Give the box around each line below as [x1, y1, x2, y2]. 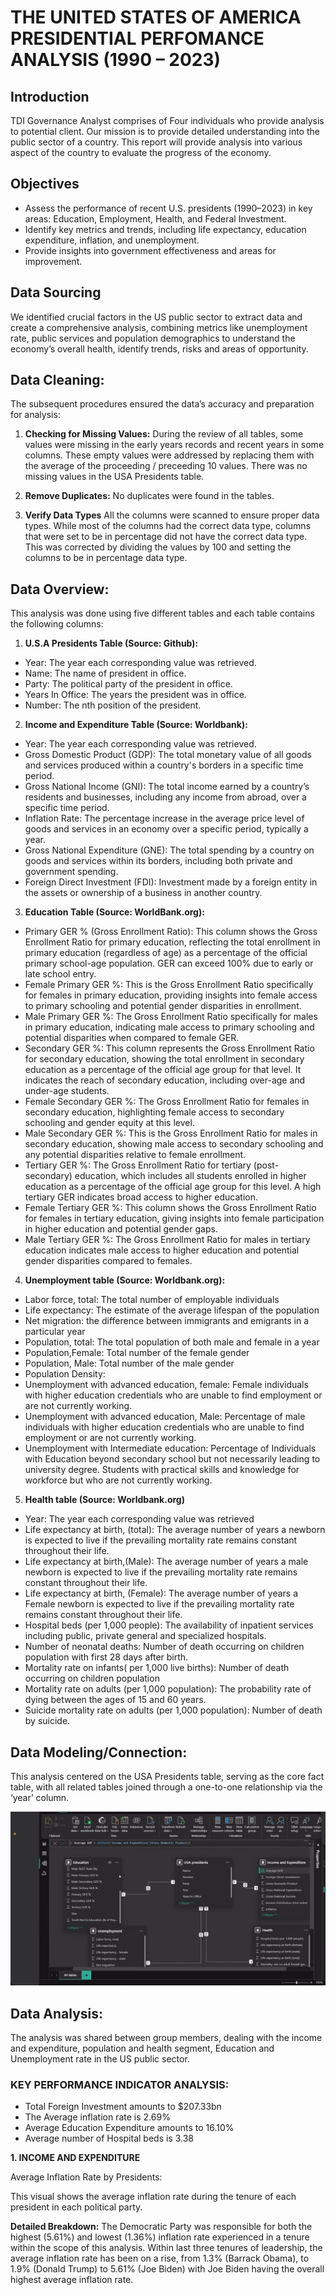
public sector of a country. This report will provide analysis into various [10, 136, 303, 148]
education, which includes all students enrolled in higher [74, 1170, 307, 1182]
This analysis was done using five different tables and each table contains [10, 607, 315, 620]
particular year [24, 1326, 86, 1338]
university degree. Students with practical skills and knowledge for [24, 1464, 300, 1476]
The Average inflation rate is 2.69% [24, 2111, 171, 2123]
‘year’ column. [10, 1792, 70, 1804]
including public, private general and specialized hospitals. [24, 1630, 267, 1642]
